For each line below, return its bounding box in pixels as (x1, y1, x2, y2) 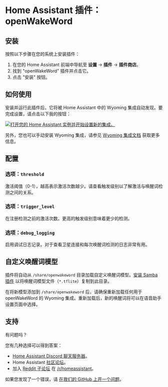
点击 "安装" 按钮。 (12, 74, 50, 80)
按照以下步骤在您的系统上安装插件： (5, 51, 80, 57)
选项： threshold (5, 171, 44, 178)
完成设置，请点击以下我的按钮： (5, 111, 71, 117)
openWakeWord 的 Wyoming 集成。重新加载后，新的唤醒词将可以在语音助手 (5, 295, 161, 301)
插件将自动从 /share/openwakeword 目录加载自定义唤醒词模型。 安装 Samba (5, 272, 158, 278)
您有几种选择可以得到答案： (5, 342, 62, 348)
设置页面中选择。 (5, 301, 40, 307)
